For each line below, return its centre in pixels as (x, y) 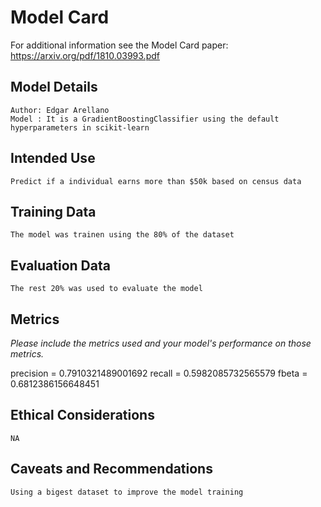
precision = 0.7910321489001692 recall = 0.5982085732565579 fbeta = (159, 373)
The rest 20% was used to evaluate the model (106, 289)
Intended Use (53, 158)
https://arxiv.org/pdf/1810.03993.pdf (85, 55)
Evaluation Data (60, 265)
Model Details (54, 87)
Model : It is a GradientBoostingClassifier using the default (145, 119)
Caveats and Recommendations (111, 469)
